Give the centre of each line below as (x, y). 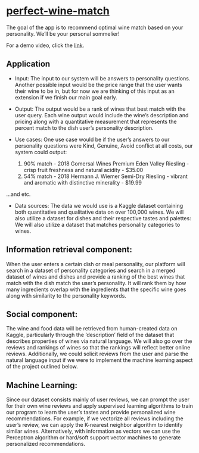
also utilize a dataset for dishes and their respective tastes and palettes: (103, 218)
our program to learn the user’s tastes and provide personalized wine (91, 413)
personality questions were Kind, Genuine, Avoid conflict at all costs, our (104, 146)
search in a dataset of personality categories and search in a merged (91, 270)
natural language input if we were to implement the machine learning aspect (99, 360)
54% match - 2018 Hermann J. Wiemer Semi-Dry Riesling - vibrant (105, 176)
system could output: (41, 152)
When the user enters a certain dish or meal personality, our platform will (96, 264)
